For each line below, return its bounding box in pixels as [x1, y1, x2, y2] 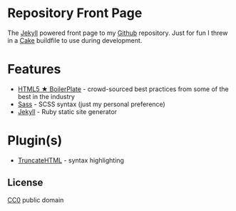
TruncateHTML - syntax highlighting [17, 155, 125, 165]
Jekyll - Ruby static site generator [17, 107, 118, 115]
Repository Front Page [7, 5, 143, 21]
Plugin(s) [7, 133, 63, 149]
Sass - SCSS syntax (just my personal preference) [17, 100, 165, 108]
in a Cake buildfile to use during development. [7, 36, 143, 44]
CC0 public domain [7, 195, 64, 204]
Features [7, 61, 61, 78]
